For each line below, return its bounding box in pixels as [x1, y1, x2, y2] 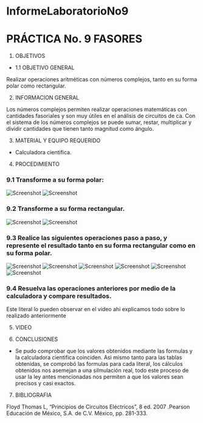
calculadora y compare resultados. [6, 292, 112, 300]
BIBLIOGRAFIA [15, 391, 52, 399]
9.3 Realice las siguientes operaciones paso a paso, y [6, 233, 168, 242]
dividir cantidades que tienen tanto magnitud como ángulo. [6, 125, 154, 132]
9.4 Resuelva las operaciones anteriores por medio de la [6, 284, 176, 292]
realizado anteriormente [6, 312, 67, 320]
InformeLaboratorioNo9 [6, 4, 129, 18]
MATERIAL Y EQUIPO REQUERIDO [15, 137, 101, 144]
